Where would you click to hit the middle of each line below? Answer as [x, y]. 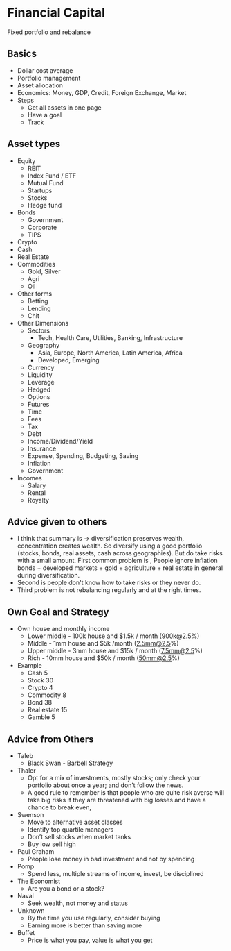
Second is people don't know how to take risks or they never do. [109, 583]
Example [30, 666]
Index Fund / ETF [52, 176]
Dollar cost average [45, 70]
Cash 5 [38, 673]
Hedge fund [45, 205]
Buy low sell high [52, 844]
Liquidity [40, 374]
